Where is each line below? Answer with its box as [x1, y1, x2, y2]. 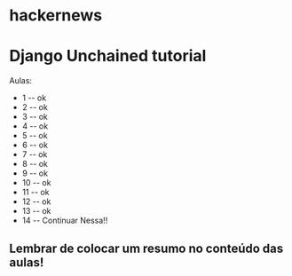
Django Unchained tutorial [9, 46, 207, 67]
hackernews [9, 5, 103, 26]
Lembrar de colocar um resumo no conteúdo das [9, 241, 284, 256]
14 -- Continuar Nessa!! [21, 215, 108, 226]
